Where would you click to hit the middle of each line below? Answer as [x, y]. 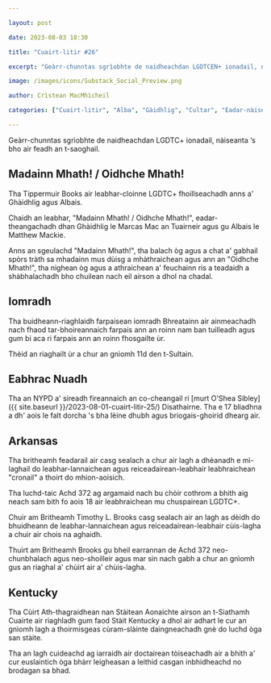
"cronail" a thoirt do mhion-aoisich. [67, 477]
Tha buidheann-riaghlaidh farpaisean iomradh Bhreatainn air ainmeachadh [132, 321]
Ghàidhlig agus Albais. [46, 202]
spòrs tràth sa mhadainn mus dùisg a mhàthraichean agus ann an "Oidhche [133, 259]
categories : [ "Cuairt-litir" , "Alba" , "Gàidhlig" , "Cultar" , [113, 110]
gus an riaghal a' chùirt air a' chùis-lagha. [77, 567]
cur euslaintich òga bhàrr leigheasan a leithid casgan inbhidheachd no [125, 661]
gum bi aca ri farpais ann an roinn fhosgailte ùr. [87, 338]
